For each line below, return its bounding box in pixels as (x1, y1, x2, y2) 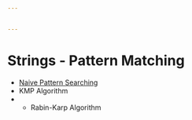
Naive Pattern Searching (18, 78, 98, 87)
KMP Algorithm (18, 85, 68, 95)
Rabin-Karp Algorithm (30, 103, 102, 112)
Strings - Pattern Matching (7, 52, 186, 69)
